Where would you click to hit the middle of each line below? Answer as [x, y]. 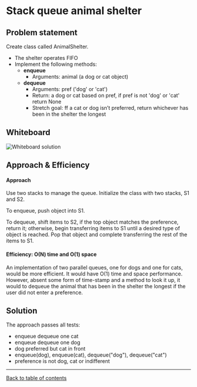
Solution [22, 311]
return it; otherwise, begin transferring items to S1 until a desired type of [93, 228]
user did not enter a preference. [45, 292]
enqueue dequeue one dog [47, 342]
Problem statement [42, 33]
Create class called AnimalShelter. [47, 46]
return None [47, 102]
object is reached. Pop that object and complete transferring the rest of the [97, 235]
